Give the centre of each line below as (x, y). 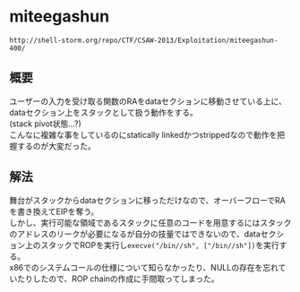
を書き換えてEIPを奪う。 (54, 211)
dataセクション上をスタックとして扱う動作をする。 (104, 112)
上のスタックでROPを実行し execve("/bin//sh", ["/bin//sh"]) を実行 (152, 245)
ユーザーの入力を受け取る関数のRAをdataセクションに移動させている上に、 (148, 101)
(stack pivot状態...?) (46, 124)
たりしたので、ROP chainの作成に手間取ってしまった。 (118, 279)
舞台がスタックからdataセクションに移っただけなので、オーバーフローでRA (148, 200)
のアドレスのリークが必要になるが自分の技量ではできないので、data (135, 234)
